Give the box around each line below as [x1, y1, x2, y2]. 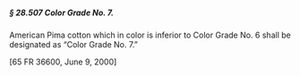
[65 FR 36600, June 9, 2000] [9, 56, 117, 67]
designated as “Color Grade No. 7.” [9, 38, 139, 49]
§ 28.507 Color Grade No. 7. [9, 7, 115, 18]
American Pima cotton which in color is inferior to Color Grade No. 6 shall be [9, 30, 291, 40]
